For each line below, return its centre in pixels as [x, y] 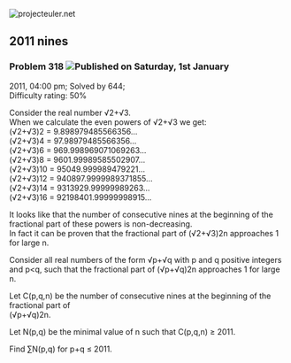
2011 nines [39, 41]
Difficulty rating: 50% [48, 95]
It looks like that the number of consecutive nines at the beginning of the [142, 214]
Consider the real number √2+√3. [70, 112]
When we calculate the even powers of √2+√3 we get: [108, 122]
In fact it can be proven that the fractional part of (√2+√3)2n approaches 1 [144, 233]
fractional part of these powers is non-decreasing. [101, 224]
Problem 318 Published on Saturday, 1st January [119, 66]
